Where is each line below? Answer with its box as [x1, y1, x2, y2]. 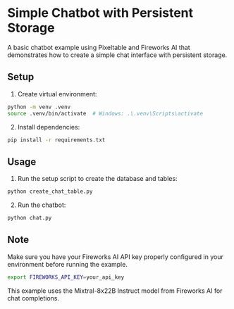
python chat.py [7, 215, 52, 222]
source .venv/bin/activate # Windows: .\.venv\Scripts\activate [7, 110, 203, 117]
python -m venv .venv [7, 103, 71, 111]
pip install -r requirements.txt [7, 136, 106, 144]
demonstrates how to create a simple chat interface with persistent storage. [7, 51, 228, 59]
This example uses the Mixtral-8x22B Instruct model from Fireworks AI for [7, 286, 223, 295]
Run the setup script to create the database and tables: [17, 175, 178, 183]
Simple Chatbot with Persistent [7, 5, 194, 21]
